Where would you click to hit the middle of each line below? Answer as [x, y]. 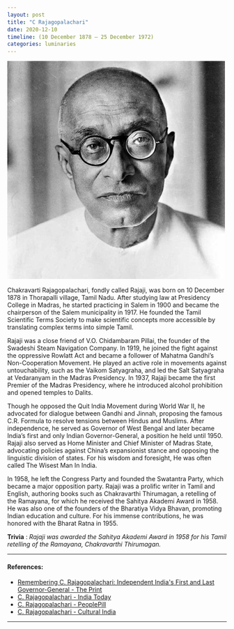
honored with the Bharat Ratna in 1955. [63, 524]
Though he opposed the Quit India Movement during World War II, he [106, 406]
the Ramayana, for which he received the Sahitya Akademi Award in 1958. [113, 501]
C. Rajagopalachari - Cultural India [67, 612]
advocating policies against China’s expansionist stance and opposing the [113, 450]
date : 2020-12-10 [32, 29]
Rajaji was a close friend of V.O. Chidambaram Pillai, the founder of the [109, 341]
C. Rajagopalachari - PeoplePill [62, 605]
